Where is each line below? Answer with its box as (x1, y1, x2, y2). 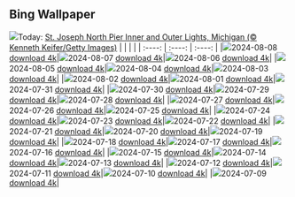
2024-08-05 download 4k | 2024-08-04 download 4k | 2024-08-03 (9, 63, 268, 73)
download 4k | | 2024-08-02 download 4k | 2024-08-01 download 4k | (9, 73, 276, 84)
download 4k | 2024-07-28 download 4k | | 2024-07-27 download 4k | (9, 95, 276, 105)
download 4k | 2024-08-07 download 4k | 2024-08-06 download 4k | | (9, 52, 277, 63)
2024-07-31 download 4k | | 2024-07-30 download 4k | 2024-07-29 (9, 84, 270, 95)
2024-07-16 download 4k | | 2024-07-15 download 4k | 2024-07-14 (9, 147, 268, 157)
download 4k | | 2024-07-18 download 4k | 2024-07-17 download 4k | (9, 136, 273, 147)
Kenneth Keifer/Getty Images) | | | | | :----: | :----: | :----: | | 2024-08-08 (9, 42, 277, 52)
